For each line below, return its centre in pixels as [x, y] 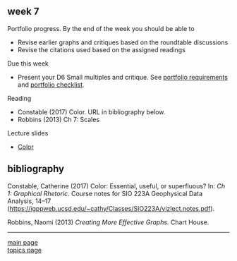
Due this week [28, 63]
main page [23, 242]
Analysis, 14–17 [29, 201]
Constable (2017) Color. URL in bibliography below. [91, 111]
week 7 [23, 12]
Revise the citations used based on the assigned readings [101, 49]
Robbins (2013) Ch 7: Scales [59, 119]
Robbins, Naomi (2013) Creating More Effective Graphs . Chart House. [108, 222]
